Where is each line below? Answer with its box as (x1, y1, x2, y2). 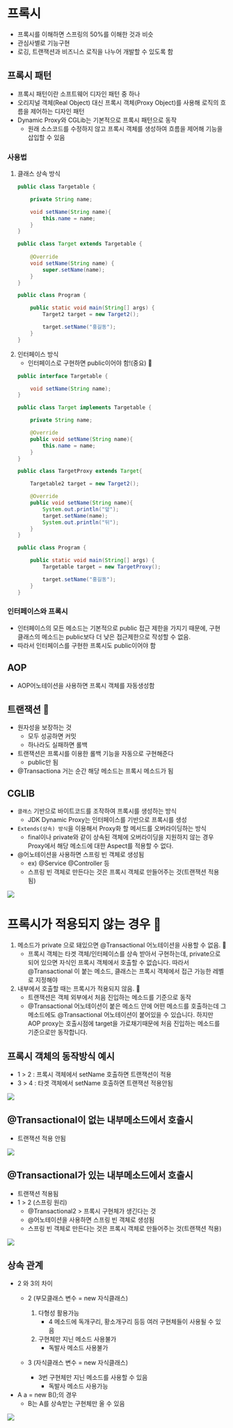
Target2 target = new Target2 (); (42, 311, 140, 318)
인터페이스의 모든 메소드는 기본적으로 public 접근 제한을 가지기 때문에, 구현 (17, 623, 220, 632)
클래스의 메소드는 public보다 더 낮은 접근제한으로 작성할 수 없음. (17, 632, 191, 641)
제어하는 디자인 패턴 (30, 107, 85, 115)
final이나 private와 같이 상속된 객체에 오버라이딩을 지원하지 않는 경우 (27, 833, 214, 841)
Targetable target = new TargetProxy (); (42, 564, 161, 571)
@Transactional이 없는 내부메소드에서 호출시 (7, 1115, 193, 1126)
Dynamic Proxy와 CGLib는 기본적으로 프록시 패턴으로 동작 (17, 116, 177, 124)
